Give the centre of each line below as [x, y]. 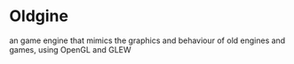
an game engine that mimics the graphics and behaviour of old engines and [147, 40]
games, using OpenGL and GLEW [70, 49]
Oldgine [39, 16]
